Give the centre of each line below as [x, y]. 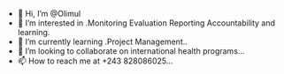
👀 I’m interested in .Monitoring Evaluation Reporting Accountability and [146, 23]
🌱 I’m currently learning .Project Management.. [103, 41]
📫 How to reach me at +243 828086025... [95, 61]
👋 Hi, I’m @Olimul [49, 14]
